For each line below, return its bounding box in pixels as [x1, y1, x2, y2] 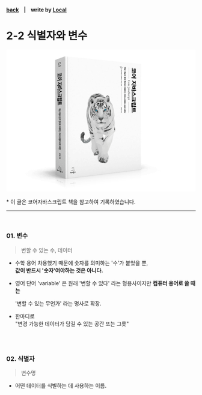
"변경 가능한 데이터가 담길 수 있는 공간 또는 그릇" [14, 320, 129, 327]
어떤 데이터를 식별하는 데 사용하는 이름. [14, 382, 107, 390]
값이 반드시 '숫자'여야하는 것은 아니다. [14, 267, 103, 274]
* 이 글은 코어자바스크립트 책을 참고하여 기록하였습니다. [6, 198, 136, 205]
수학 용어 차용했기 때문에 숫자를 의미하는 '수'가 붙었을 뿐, [14, 259, 148, 267]
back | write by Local [6, 6, 67, 13]
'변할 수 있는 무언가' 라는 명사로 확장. [14, 300, 102, 307]
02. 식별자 [6, 354, 35, 363]
